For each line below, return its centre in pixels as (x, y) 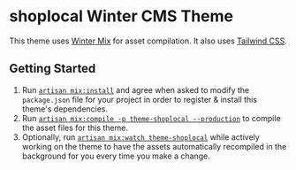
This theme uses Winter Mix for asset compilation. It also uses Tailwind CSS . (148, 41)
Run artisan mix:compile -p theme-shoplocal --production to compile (151, 118)
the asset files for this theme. (75, 127)
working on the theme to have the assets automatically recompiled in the (154, 146)
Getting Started (53, 69)
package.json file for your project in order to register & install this (140, 99)
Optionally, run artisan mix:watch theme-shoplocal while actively (141, 137)
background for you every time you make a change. (116, 156)
